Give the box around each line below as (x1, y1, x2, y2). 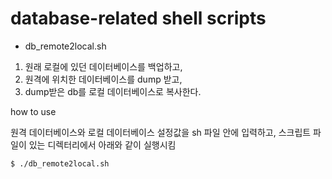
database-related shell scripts (10, 7, 267, 30)
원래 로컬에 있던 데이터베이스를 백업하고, (24, 60, 183, 72)
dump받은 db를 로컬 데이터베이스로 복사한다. (24, 85, 202, 97)
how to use (10, 105, 57, 117)
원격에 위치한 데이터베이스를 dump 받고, (24, 73, 183, 85)
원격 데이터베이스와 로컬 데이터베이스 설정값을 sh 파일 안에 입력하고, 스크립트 (10, 126, 312, 138)
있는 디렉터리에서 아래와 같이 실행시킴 (28, 138, 177, 151)
